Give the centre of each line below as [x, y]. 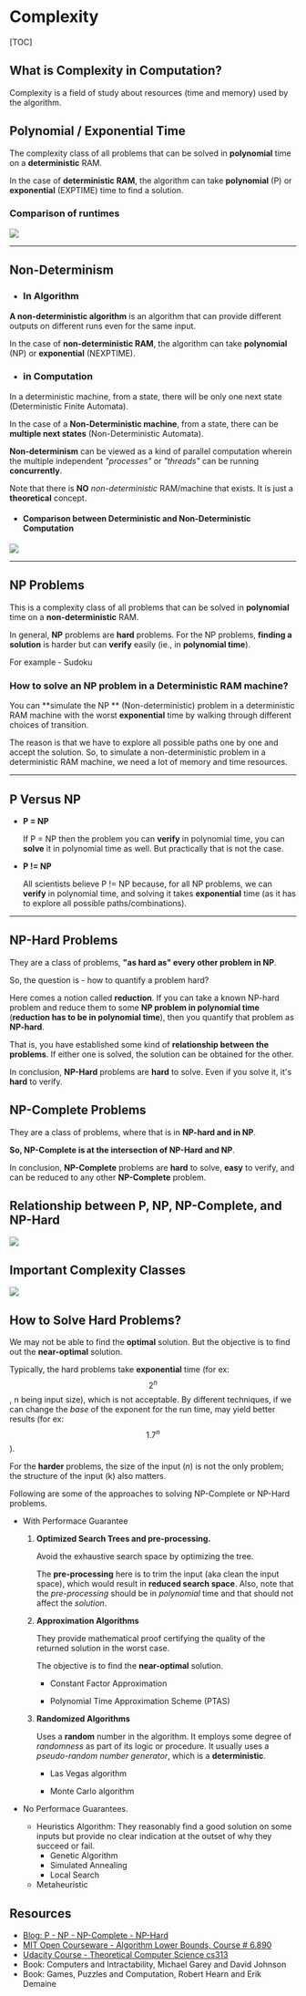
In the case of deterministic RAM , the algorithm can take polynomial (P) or [151, 181]
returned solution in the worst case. [103, 1649]
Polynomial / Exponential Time [97, 131]
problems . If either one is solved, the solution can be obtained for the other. [152, 1054]
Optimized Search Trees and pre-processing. [123, 1539]
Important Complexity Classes [98, 1270]
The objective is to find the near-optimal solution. [130, 1666]
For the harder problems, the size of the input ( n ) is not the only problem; [147, 1466]
